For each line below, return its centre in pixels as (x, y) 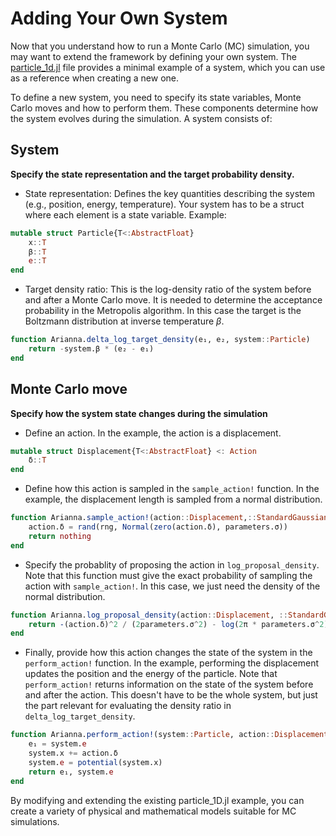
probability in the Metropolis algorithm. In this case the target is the (163, 311)
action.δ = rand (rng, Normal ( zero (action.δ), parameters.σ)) (158, 527)
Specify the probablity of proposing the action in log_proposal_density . (172, 564)
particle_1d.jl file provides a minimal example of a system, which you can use (168, 67)
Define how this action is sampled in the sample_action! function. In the (172, 489)
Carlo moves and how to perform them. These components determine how (164, 108)
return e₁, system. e (71, 772)
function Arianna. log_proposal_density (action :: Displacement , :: (149, 615)
